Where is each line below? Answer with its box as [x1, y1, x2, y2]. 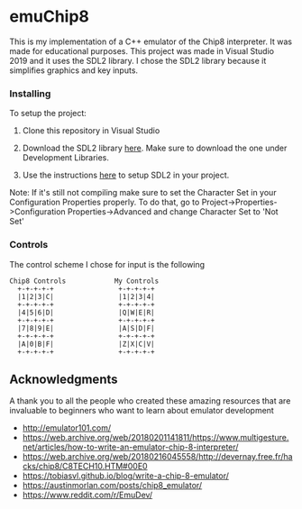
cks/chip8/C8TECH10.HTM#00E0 [22, 461, 148, 472]
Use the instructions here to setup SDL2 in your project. [22, 169, 230, 181]
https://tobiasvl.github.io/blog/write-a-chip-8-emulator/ [22, 470, 230, 481]
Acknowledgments [9, 371, 119, 386]
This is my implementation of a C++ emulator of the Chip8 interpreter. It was [9, 36, 293, 47]
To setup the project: [9, 108, 87, 119]
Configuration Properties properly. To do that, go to [9, 196, 200, 208]
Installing [9, 87, 51, 100]
